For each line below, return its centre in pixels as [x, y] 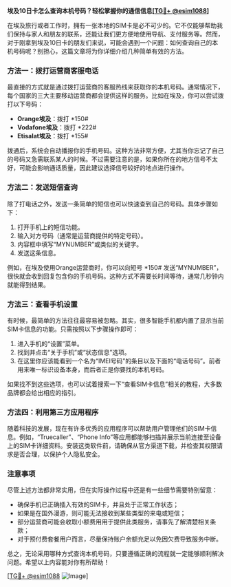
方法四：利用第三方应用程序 [53, 412]
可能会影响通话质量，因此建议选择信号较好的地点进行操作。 [103, 168]
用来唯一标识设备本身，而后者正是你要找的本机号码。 [92, 369]
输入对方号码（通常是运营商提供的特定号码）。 [82, 235]
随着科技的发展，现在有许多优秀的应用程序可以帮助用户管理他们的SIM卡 [109, 429]
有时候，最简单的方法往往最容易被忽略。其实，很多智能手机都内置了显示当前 [115, 320]
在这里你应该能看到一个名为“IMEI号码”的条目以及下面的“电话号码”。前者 [119, 361]
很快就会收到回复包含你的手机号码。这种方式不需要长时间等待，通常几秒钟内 [115, 276]
